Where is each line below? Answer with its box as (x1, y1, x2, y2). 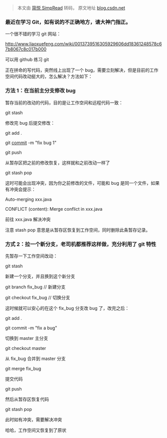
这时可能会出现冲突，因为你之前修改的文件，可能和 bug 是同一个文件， (5, 180, 151, 186)
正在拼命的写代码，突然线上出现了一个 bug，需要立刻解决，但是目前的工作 (5, 67, 159, 73)
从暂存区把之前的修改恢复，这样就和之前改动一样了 (5, 160, 110, 166)
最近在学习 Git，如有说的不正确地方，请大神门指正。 (5, 19, 131, 26)
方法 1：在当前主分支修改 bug (5, 87, 76, 94)
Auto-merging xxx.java (5, 196, 52, 202)
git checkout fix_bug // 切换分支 (5, 294, 70, 300)
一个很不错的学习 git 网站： (5, 31, 61, 37)
